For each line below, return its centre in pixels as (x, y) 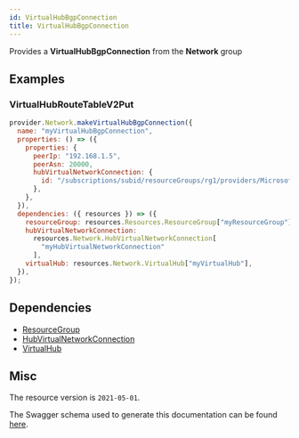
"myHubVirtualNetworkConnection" (103, 247)
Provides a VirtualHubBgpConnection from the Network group (126, 51)
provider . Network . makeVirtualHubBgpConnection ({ (101, 123)
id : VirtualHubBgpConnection (63, 17)
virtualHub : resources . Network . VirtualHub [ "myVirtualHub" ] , (139, 264)
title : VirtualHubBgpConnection (69, 26)
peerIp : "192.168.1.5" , (77, 156)
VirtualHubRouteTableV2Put (72, 104)
